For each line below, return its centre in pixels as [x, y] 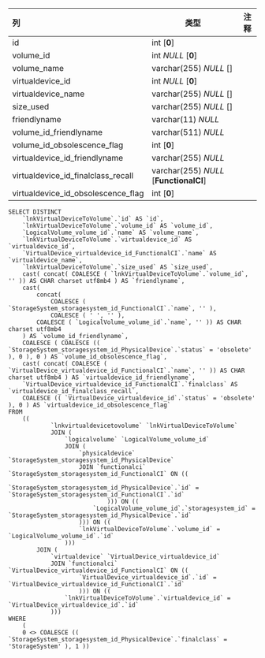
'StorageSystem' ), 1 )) [49, 646]
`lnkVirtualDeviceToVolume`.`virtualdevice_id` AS [107, 240]
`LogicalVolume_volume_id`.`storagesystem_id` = [174, 508]
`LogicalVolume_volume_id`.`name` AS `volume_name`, [111, 232]
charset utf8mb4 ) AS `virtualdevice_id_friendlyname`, [102, 377]
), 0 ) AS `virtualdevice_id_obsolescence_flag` [90, 405]
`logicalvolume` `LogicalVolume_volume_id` [137, 440]
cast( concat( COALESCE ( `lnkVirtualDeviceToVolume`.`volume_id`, [135, 274]
